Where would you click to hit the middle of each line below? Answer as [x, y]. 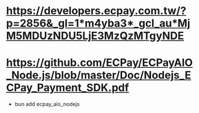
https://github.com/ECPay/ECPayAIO [99, 63]
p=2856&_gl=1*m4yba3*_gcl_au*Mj [98, 23]
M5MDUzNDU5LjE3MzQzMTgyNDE [95, 36]
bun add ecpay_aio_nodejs [47, 104]
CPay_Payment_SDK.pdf [68, 88]
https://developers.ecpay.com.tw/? [96, 11]
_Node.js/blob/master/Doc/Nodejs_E [99, 75]
